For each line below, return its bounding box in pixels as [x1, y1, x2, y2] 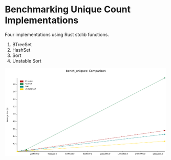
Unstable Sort [12, 57, 41, 64]
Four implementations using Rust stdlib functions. [5, 31, 110, 37]
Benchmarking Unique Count [5, 4, 131, 15]
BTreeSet [12, 41, 32, 47]
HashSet [12, 47, 31, 53]
